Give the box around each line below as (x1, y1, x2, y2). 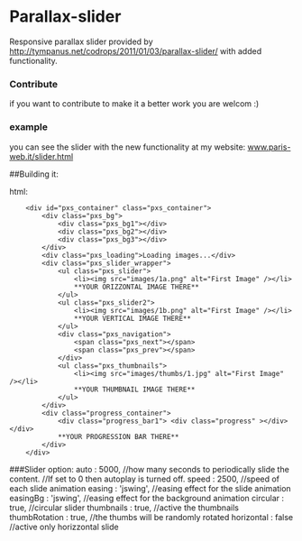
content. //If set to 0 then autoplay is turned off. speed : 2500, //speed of (9, 473, 280, 484)
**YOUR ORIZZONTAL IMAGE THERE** (73, 282, 200, 291)
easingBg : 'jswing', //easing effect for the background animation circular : (9, 492, 284, 503)
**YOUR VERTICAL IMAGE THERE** (73, 314, 192, 323)
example (9, 121, 48, 133)
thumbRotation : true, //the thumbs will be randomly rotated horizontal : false (9, 511, 294, 522)
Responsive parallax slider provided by (9, 36, 153, 47)
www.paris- (247, 142, 291, 152)
